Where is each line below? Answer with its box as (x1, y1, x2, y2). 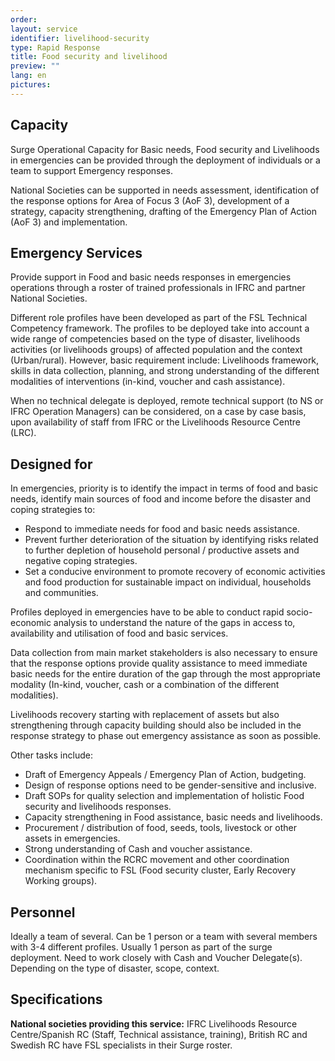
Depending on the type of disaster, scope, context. (10, 962, 220, 974)
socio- (286, 606, 313, 618)
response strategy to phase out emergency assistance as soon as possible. (10, 730, 322, 742)
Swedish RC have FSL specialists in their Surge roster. (10, 1039, 233, 1051)
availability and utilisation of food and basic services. (10, 627, 229, 640)
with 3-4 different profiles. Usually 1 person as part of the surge (10, 941, 273, 953)
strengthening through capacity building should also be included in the (10, 719, 302, 731)
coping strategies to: (10, 504, 96, 516)
